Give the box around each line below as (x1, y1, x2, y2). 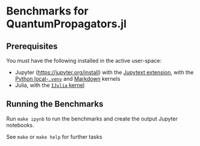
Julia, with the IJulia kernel (14, 81, 85, 89)
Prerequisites (6, 41, 58, 51)
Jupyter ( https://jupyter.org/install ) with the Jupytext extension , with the (14, 69, 194, 76)
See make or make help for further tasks (6, 133, 102, 140)
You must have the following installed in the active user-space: (6, 57, 162, 64)
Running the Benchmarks (6, 99, 104, 109)
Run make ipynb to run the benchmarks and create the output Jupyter (6, 115, 178, 122)
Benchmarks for (6, 4, 89, 18)
